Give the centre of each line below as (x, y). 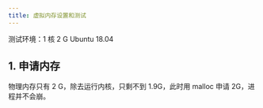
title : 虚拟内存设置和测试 (48, 15)
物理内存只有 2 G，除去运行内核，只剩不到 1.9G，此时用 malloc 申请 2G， (128, 87)
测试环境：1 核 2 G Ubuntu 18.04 (61, 39)
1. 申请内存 (34, 67)
